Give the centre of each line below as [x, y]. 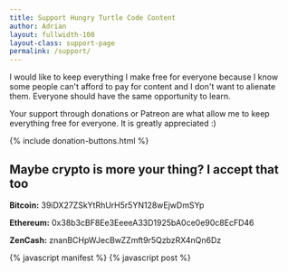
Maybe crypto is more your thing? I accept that [144, 169]
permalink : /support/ [50, 52]
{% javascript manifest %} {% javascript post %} [101, 258]
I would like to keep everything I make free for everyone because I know [144, 77]
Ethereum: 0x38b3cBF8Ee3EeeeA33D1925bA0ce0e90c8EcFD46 [132, 222]
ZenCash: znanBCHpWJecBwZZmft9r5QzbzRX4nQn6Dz [115, 239]
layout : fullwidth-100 [52, 34]
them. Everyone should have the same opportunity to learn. [120, 97]
